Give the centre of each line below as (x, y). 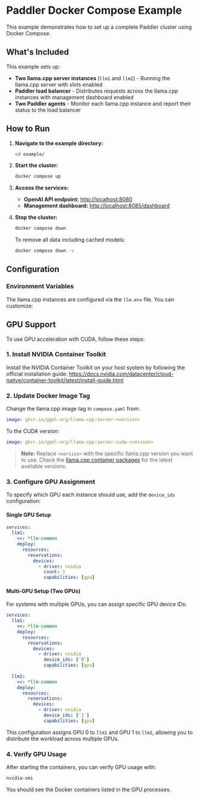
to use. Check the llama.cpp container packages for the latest (97, 460)
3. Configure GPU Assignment (51, 481)
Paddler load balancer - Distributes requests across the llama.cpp (97, 91)
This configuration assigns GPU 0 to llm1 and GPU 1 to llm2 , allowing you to (99, 732)
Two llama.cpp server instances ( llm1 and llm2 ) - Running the (92, 78)
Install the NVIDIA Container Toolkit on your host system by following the (96, 367)
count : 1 (55, 572)
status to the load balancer (48, 110)
